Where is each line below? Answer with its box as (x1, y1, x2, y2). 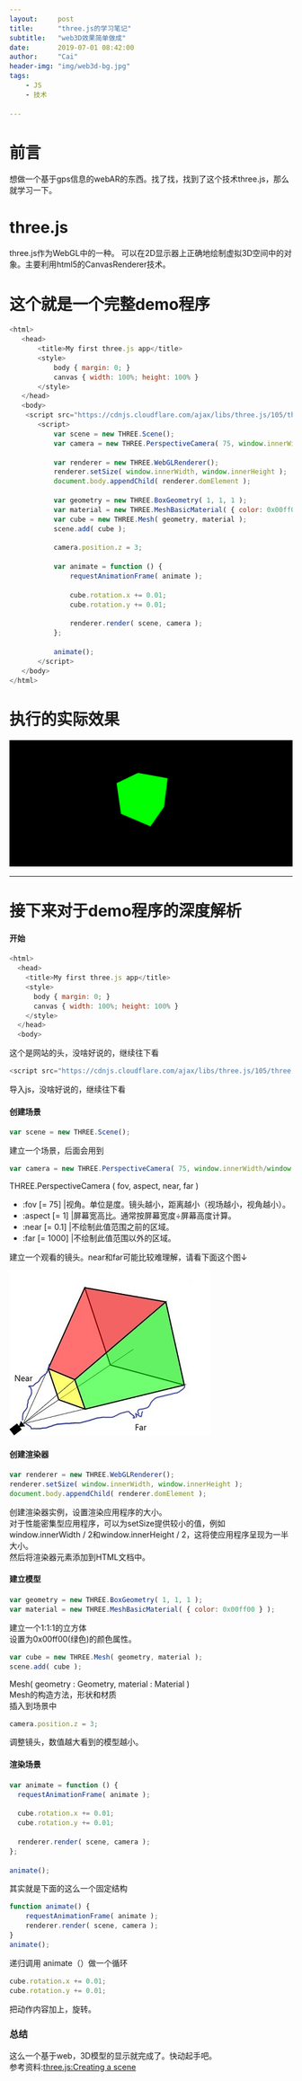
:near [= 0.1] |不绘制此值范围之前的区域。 (22, 1222, 174, 1233)
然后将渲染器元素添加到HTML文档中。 (9, 1551, 151, 1563)
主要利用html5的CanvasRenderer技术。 (24, 259, 171, 270)
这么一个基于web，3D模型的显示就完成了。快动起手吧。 (9, 2050, 218, 2061)
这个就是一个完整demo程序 (9, 294, 211, 314)
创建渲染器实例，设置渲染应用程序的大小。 (9, 1506, 167, 1518)
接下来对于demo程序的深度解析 (9, 901, 243, 921)
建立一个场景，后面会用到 (9, 1146, 104, 1156)
